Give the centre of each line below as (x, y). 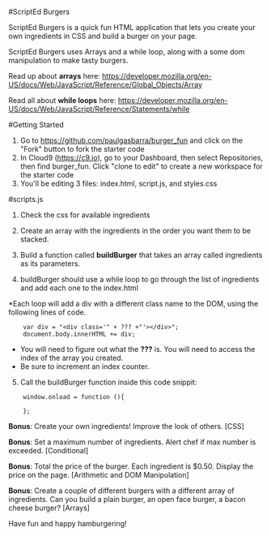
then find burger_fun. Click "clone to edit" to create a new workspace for (141, 166)
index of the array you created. (72, 358)
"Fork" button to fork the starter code (82, 149)
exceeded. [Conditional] (49, 450)
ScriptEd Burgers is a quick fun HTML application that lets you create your (132, 27)
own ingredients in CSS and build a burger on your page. (103, 36)
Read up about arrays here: (55, 76)
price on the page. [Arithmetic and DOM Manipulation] (99, 475)
